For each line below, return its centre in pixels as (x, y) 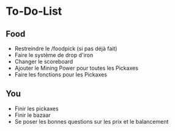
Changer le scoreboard (44, 62)
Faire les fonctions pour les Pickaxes (61, 74)
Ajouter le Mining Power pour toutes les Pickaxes (76, 68)
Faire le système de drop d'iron (54, 55)
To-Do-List (34, 11)
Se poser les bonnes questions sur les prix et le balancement (91, 121)
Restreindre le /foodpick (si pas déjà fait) (66, 48)
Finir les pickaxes (36, 108)
